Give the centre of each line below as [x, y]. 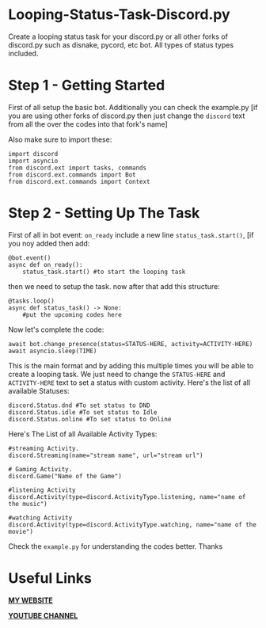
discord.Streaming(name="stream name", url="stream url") [106, 455]
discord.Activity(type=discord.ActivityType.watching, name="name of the [133, 524]
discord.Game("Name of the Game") [65, 476]
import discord [33, 154]
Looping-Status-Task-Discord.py [120, 15]
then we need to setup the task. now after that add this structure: [114, 286]
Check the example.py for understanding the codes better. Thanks [116, 546]
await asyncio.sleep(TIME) [53, 351]
